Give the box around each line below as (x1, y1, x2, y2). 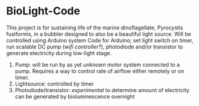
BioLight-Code (6, 4, 80, 18)
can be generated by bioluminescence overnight (14, 93, 135, 100)
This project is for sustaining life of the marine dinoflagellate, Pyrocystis (6, 24, 183, 31)
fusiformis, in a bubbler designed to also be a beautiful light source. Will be (6, 30, 192, 37)
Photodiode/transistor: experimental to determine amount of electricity (14, 86, 190, 93)
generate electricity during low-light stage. (6, 49, 112, 56)
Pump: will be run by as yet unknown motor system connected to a (14, 61, 180, 68)
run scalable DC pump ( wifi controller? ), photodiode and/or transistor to (6, 43, 183, 50)
